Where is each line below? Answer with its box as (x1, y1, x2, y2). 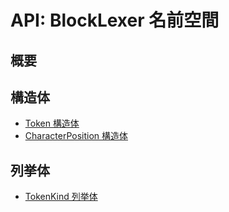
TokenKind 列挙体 (24, 191, 98, 203)
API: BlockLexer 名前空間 (10, 9, 220, 32)
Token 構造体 (24, 117, 80, 130)
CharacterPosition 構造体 (24, 130, 129, 142)
